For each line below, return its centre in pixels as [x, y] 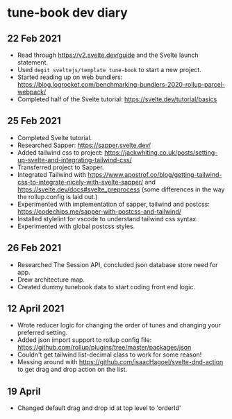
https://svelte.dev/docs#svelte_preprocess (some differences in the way [121, 189]
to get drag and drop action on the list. [72, 370]
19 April [24, 391]
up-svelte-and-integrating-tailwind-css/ [74, 160]
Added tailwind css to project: [60, 152]
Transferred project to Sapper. [60, 167]
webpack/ [32, 92]
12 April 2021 [36, 309]
